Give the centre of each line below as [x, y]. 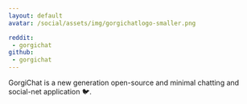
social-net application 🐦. [50, 92]
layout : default [35, 16]
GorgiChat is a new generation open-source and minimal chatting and [124, 82]
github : [21, 53]
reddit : [21, 38]
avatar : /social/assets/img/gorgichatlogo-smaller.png [102, 23]
